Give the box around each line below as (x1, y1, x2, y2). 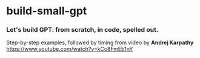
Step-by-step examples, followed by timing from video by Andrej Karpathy (6, 39, 194, 46)
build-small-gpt (6, 4, 87, 18)
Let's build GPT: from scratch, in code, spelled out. (6, 26, 159, 34)
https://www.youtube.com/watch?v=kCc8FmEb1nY (6, 45, 133, 53)
